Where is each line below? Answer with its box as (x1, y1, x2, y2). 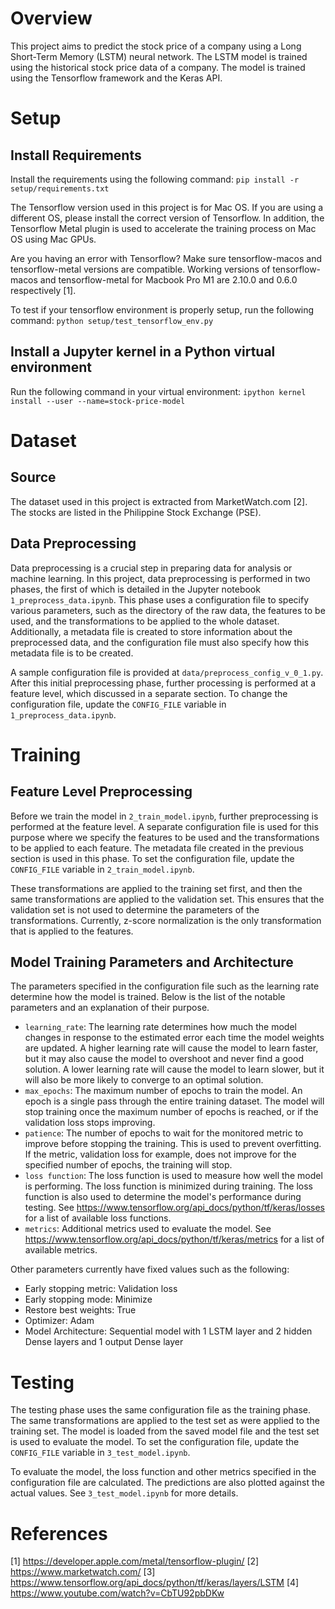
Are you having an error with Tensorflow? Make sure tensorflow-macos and (10, 252, 323, 264)
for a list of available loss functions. (24, 1212, 172, 1224)
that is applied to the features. (10, 925, 134, 937)
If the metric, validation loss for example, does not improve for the (24, 1148, 297, 1161)
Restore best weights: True (24, 1304, 137, 1316)
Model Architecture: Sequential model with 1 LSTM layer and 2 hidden (24, 1325, 313, 1337)
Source (10, 469, 57, 486)
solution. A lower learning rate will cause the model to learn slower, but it (24, 1063, 325, 1076)
